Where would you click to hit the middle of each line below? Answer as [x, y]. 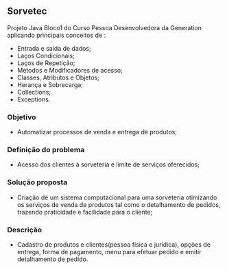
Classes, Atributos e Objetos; [58, 77]
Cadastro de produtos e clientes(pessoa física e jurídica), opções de [114, 245]
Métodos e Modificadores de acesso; [70, 70]
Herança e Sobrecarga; [50, 84]
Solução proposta [37, 182]
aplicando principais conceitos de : [57, 35]
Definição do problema [46, 150]
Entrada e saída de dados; [54, 48]
